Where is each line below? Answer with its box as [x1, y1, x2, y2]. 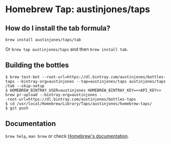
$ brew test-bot [5, 74, 40, 79]
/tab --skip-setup [5, 83, 45, 89]
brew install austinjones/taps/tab [5, 37, 81, 42]
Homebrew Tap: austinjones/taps [5, 4, 150, 15]
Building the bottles [5, 61, 69, 70]
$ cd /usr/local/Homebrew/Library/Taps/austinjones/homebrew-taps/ [5, 101, 153, 106]
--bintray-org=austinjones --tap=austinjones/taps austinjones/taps [16, 79, 166, 84]
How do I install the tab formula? [5, 24, 111, 33]
